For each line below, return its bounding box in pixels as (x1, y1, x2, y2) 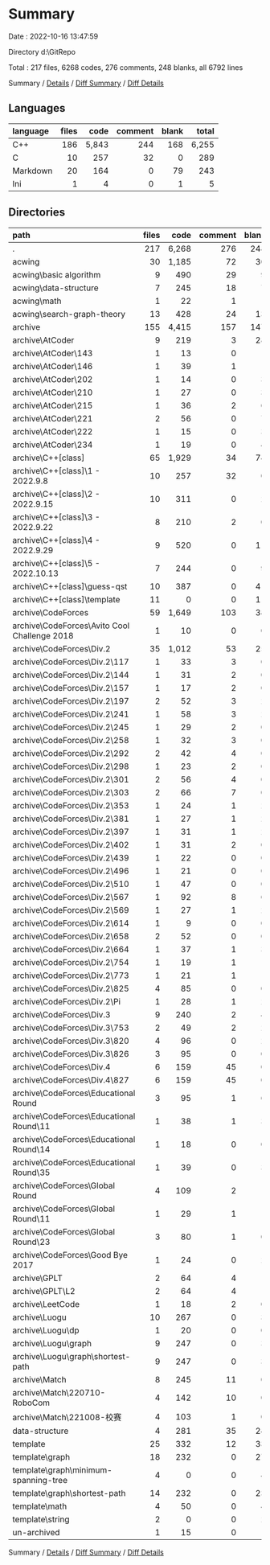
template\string (12, 1514, 70, 1525)
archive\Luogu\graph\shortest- (12, 1350, 131, 1362)
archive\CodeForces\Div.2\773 (12, 970, 130, 981)
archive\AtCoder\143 (12, 347, 93, 359)
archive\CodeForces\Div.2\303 (12, 787, 130, 798)
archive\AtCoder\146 (12, 360, 93, 372)
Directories (8, 206, 66, 220)
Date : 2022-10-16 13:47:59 (8, 31, 99, 41)
